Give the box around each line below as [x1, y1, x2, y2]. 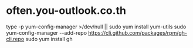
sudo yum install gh [25, 35, 73, 42]
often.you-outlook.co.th [6, 4, 126, 17]
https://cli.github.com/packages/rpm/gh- [87, 29, 188, 36]
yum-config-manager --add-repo [6, 29, 87, 36]
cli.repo [6, 35, 25, 42]
